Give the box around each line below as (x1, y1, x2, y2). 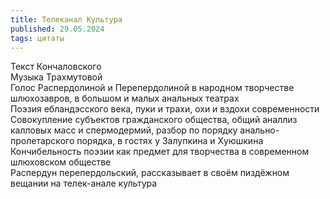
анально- (239, 124, 280, 136)
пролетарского (10, 135, 75, 147)
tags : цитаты (10, 33, 65, 43)
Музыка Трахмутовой (10, 71, 103, 83)
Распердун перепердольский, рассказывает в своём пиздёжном (10, 167, 290, 179)
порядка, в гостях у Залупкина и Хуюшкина (76, 135, 264, 147)
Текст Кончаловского (10, 61, 102, 73)
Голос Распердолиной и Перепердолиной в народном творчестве (10, 82, 295, 94)
